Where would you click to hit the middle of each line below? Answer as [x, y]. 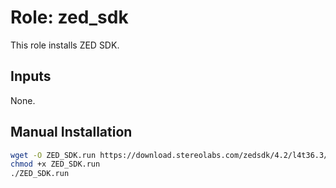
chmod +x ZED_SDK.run [55, 164]
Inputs [31, 76]
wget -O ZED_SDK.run [53, 155]
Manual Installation [71, 132]
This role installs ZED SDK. [65, 45]
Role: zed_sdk [69, 17]
